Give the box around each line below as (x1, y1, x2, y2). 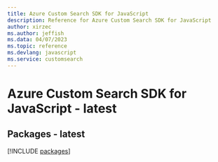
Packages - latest (7, 128, 86, 140)
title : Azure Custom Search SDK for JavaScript (7, 10, 149, 17)
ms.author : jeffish (7, 29, 64, 37)
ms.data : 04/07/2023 (7, 36, 68, 43)
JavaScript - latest (7, 101, 117, 116)
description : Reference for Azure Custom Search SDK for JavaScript (7, 17, 212, 24)
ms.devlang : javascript (7, 50, 77, 57)
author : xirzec (7, 23, 52, 30)
